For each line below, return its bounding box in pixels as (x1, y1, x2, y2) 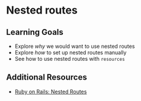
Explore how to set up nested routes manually (14, 49, 127, 56)
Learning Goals (6, 27, 64, 37)
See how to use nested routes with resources (14, 56, 126, 62)
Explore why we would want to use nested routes (14, 43, 135, 50)
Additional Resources (6, 72, 87, 83)
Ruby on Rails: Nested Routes (14, 88, 87, 95)
